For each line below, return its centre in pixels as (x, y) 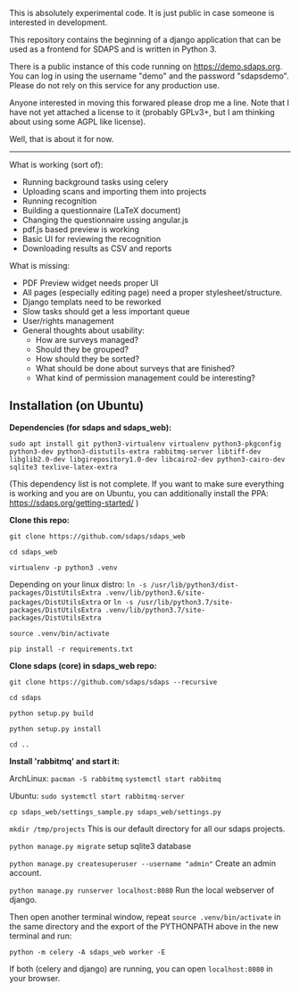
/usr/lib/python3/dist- (195, 585)
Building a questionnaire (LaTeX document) (101, 210)
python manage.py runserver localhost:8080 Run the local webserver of (142, 890)
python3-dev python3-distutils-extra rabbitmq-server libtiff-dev (135, 451)
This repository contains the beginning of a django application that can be (145, 40)
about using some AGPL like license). (78, 121)
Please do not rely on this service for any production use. (115, 85)
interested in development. (58, 22)
